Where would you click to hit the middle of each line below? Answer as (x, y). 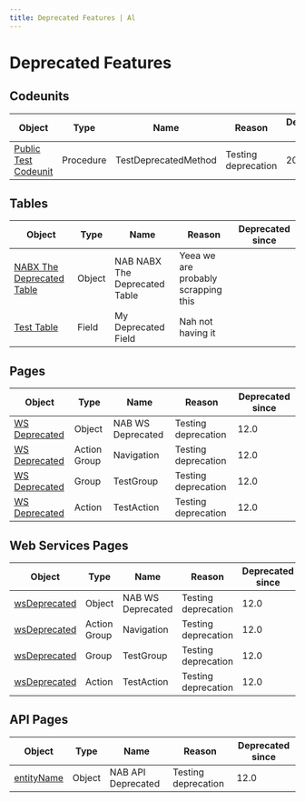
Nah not (196, 322)
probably (198, 278)
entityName (39, 777)
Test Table (36, 327)
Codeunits (39, 96)
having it (197, 333)
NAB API (128, 772)
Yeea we (197, 256)
